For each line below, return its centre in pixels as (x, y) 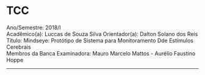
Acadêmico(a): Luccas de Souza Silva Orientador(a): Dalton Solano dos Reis (102, 34)
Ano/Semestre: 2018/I (34, 27)
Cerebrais (19, 47)
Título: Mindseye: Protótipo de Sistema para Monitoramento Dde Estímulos (100, 40)
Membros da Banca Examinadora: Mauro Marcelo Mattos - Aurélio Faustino (101, 53)
